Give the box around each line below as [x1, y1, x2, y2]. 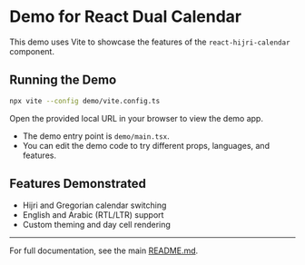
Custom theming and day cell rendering [22, 220, 171, 231]
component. [9, 45, 54, 56]
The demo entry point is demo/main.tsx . [22, 130, 170, 142]
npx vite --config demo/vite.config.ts [9, 96, 161, 105]
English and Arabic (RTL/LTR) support [22, 210, 164, 221]
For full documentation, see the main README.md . [9, 245, 199, 256]
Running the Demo [9, 73, 117, 88]
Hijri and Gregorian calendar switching [22, 200, 167, 211]
